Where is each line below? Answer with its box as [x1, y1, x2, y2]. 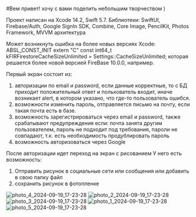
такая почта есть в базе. [14, 107, 77, 114]
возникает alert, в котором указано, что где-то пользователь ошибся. [14, 94, 190, 101]
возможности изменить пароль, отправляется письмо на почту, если [14, 101, 190, 108]
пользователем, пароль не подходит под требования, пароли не [14, 126, 178, 133]
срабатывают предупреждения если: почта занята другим [14, 120, 163, 126]
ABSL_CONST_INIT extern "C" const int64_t [6, 47, 112, 54]
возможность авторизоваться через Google [14, 139, 126, 145]
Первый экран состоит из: [6, 71, 72, 77]
